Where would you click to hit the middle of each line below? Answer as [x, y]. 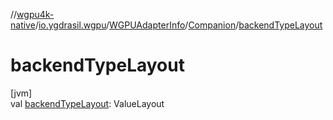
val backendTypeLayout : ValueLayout [87, 103]
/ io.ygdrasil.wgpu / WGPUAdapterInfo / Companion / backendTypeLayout [178, 25]
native [23, 25]
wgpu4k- [35, 14]
